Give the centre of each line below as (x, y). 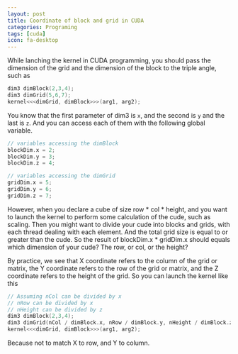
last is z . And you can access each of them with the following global (106, 123)
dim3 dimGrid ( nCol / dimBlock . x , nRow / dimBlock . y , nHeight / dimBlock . (119, 323)
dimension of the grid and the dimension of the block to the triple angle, (112, 68)
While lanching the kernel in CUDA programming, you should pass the (109, 60)
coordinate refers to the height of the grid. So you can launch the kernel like (118, 276)
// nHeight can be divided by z (55, 309)
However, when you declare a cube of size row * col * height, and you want (118, 209)
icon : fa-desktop (33, 40)
